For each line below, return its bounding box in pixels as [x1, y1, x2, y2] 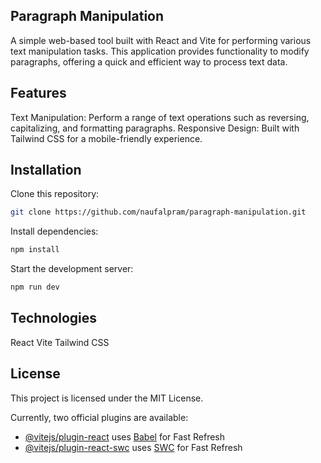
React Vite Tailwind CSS [10, 336, 110, 348]
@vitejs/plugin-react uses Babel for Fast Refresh [24, 430, 226, 443]
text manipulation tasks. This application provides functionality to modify [10, 45, 310, 57]
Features [10, 85, 67, 102]
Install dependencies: [10, 225, 99, 238]
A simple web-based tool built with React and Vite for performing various [10, 34, 312, 46]
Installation [10, 162, 82, 179]
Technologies [10, 310, 98, 327]
